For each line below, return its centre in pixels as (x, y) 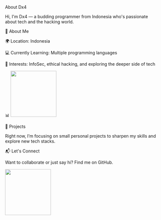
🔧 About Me (17, 31)
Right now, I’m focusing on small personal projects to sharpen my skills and (80, 136)
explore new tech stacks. (30, 141)
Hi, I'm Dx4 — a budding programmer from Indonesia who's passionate (77, 16)
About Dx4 (16, 7)
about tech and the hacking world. (40, 22)
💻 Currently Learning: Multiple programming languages (61, 53)
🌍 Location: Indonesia (28, 41)
